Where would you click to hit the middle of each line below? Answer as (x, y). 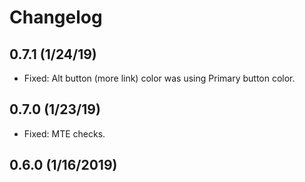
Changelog (56, 17)
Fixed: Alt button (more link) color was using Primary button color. (159, 78)
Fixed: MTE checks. (64, 133)
